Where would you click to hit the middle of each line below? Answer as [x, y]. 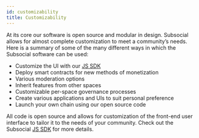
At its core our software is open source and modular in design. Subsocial [97, 34]
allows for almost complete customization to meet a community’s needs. [97, 41]
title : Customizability [37, 18]
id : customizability [33, 12]
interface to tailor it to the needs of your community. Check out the [90, 122]
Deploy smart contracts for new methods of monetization [87, 72]
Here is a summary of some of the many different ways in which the [91, 48]
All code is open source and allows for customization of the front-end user [100, 116]
